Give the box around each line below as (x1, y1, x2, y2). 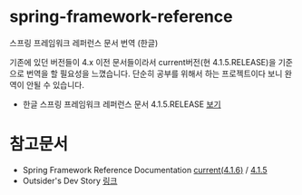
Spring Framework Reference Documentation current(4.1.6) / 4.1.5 (22, 164, 268, 175)
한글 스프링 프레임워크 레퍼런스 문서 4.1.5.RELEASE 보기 (22, 98, 221, 110)
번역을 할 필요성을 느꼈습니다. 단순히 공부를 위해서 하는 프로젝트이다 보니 (25, 68, 283, 79)
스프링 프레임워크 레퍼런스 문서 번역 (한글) (9, 37, 159, 48)
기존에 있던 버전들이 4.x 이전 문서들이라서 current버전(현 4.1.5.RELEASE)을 (9, 56, 277, 67)
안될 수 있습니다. (25, 79, 84, 90)
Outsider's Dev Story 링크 (22, 175, 118, 186)
